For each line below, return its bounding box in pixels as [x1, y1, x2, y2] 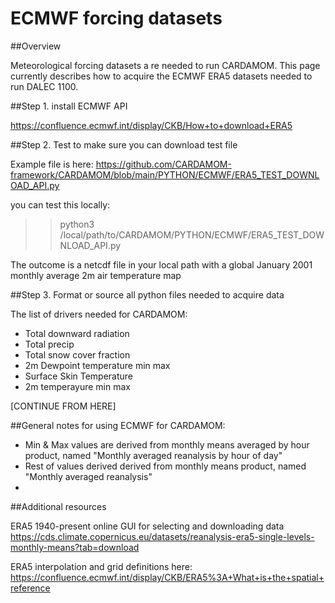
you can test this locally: [10, 198, 111, 211]
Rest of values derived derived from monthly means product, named [24, 460, 307, 472]
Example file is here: [10, 158, 94, 170]
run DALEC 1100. [10, 80, 79, 92]
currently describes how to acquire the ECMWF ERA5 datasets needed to [10, 70, 313, 82]
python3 [59, 218, 95, 230]
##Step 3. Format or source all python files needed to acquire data [10, 288, 285, 301]
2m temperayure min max [24, 380, 131, 392]
